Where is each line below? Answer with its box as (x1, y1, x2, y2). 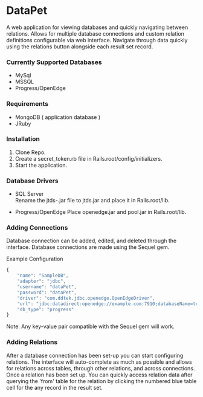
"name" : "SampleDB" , (17, 273, 69, 279)
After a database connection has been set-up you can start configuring (6, 352, 184, 359)
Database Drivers (6, 176, 59, 185)
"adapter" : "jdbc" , (17, 279, 66, 285)
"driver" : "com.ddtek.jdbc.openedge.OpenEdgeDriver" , (17, 295, 155, 301)
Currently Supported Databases (6, 58, 102, 66)
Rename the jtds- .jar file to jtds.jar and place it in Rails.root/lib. (14, 197, 170, 204)
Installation (6, 135, 40, 143)
